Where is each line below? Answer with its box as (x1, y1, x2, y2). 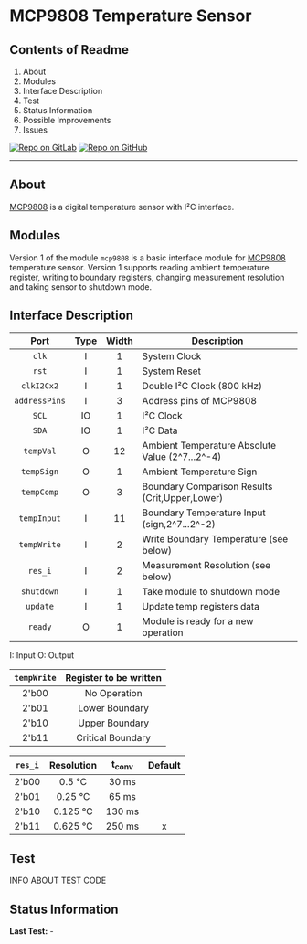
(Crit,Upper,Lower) (142, 492, 224, 504)
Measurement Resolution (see (142, 559, 271, 572)
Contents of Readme (9, 42, 130, 58)
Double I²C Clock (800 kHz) (142, 380, 263, 393)
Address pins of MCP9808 (142, 395, 258, 408)
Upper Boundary (77, 716, 149, 729)
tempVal (23, 446, 57, 457)
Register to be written (65, 672, 163, 684)
